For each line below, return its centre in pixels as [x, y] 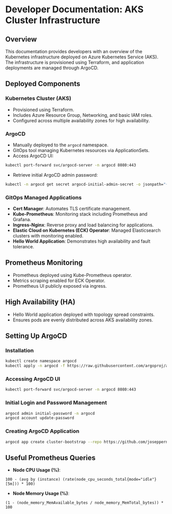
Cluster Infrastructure [53, 20]
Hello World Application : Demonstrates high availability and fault [81, 241]
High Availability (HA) [40, 302]
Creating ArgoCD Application [42, 431]
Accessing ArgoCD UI [33, 379]
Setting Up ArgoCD [36, 336]
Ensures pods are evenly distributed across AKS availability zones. [83, 320]
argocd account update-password [40, 418]
